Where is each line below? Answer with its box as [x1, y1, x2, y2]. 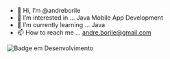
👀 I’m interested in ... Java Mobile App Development [16, 14, 163, 22]
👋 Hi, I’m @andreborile [16, 7, 81, 14]
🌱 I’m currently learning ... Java [16, 21, 106, 28]
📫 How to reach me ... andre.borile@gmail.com [16, 28, 152, 37]
